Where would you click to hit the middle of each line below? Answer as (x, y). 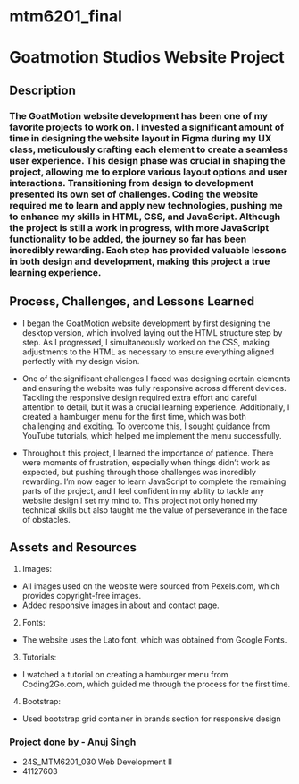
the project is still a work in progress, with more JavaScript (139, 227)
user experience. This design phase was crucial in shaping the (147, 160)
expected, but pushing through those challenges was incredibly (139, 472)
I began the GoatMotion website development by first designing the (146, 323)
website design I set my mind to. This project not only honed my (140, 500)
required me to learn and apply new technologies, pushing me (146, 205)
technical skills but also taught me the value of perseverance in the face (154, 510)
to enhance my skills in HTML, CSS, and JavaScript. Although (145, 217)
